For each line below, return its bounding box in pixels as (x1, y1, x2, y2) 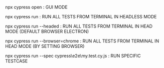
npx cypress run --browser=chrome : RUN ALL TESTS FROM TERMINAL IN (5, 38, 160, 44)
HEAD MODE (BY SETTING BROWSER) (5, 43, 85, 49)
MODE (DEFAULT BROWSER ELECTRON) (5, 29, 89, 34)
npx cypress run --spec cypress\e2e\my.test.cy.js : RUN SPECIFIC (5, 53, 141, 59)
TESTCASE (5, 58, 28, 64)
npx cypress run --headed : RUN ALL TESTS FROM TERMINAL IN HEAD (5, 23, 153, 29)
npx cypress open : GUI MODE (5, 4, 68, 10)
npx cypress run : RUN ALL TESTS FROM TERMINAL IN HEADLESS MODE (5, 14, 157, 19)
